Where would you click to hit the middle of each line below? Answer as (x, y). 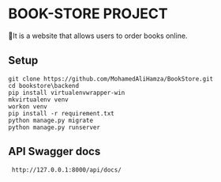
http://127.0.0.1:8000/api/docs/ (67, 170)
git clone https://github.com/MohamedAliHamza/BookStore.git (111, 79)
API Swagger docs (54, 152)
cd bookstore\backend (44, 85)
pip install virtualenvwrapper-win (67, 93)
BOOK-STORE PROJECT (88, 14)
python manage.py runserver (54, 127)
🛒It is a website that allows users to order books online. (98, 36)
